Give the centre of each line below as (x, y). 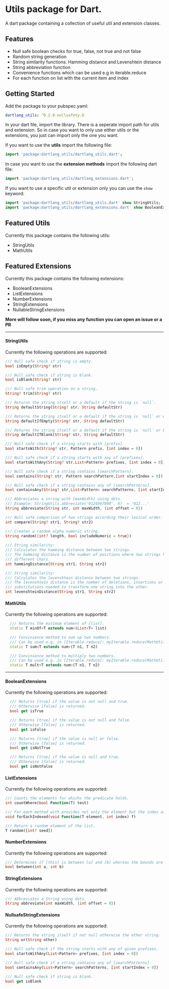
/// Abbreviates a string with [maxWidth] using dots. (64, 499)
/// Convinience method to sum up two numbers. (61, 637)
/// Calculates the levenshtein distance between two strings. (73, 578)
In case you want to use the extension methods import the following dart (81, 164)
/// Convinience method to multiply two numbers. (63, 656)
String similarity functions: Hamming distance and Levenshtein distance (87, 62)
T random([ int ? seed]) (29, 830)
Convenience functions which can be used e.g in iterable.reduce (79, 73)
